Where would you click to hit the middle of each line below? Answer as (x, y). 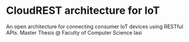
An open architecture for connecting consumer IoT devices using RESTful (94, 26)
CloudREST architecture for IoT (83, 11)
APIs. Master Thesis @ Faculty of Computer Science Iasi (74, 32)
